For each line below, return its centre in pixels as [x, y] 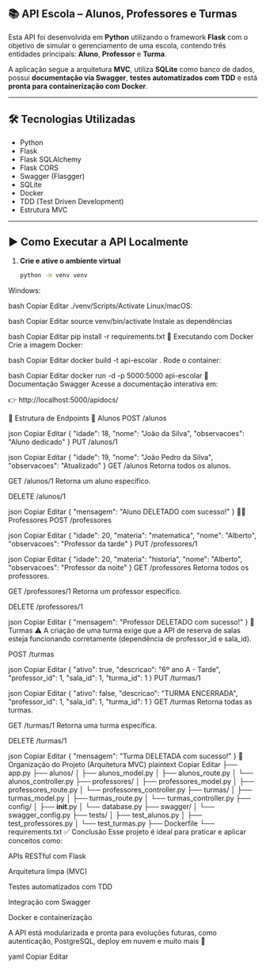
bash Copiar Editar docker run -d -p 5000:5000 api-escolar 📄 [108, 376]
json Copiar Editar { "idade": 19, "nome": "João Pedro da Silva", [111, 458]
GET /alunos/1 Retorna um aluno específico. [80, 481]
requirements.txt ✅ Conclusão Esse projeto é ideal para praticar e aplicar [127, 832]
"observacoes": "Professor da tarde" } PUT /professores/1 [103, 544]
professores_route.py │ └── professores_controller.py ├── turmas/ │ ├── [130, 790]
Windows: [25, 291]
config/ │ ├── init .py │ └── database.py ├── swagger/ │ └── [112, 807]
